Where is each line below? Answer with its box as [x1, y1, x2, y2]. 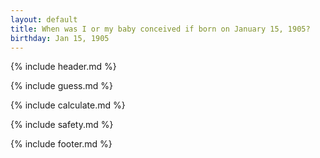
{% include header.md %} [10, 61, 117, 73]
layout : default [10, 14, 78, 25]
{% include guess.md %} [10, 80, 113, 92]
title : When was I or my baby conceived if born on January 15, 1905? [10, 24, 311, 34]
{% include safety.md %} [10, 119, 114, 131]
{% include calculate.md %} [10, 99, 126, 111]
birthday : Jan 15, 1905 [10, 33, 110, 43]
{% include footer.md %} [10, 138, 113, 150]
